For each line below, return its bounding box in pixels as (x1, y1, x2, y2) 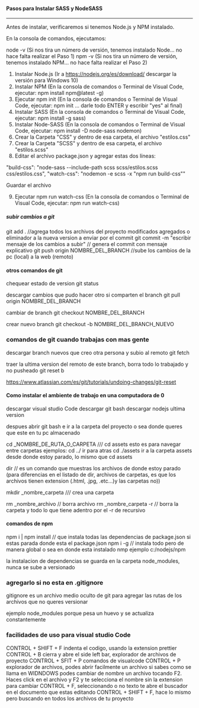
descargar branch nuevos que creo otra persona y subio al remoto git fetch (6, 349, 190, 356)
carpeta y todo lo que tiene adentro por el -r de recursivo (6, 506, 146, 514)
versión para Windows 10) (14, 77, 79, 84)
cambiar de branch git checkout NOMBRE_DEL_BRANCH (6, 309, 145, 317)
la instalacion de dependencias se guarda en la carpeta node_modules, (6, 557, 180, 565)
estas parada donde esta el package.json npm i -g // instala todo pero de (6, 540, 184, 547)
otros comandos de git (6, 267, 63, 274)
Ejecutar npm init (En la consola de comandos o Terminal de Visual (14, 95, 178, 103)
